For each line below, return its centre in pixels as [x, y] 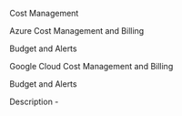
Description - [34, 101]
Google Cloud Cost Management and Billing [91, 66]
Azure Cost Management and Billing [77, 31]
